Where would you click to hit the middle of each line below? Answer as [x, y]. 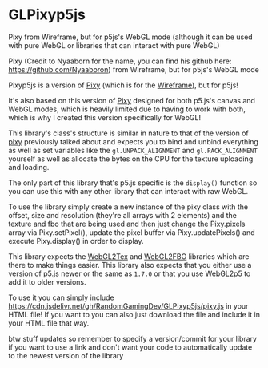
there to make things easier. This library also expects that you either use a [130, 265]
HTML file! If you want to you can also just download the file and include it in [134, 314]
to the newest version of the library [66, 355]
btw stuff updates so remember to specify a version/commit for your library [133, 338]
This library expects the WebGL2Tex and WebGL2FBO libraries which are [129, 256]
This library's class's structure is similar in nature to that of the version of [129, 133]
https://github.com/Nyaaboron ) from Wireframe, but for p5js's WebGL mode [134, 69]
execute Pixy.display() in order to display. [76, 241]
